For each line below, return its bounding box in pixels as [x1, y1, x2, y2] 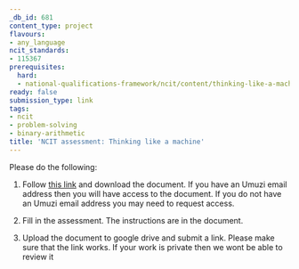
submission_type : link [9, 95, 93, 105]
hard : [17, 71, 38, 80]
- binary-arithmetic [9, 129, 86, 138]
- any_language [9, 37, 66, 47]
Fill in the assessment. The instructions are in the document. [21, 215, 244, 225]
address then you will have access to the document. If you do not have [21, 188, 282, 199]
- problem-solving [9, 121, 77, 130]
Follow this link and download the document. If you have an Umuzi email [21, 179, 287, 190]
